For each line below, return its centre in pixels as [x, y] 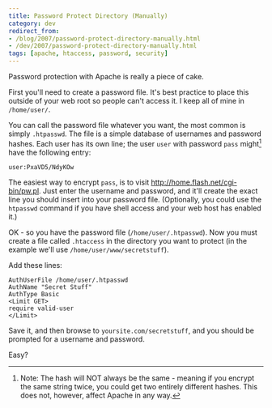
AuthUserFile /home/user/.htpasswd [68, 280]
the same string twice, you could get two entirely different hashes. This [138, 386]
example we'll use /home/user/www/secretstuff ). [89, 249]
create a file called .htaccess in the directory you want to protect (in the [128, 240]
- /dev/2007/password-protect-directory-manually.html [103, 46]
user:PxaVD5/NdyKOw [41, 167]
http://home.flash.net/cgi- [194, 182]
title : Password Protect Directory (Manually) [88, 16]
